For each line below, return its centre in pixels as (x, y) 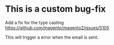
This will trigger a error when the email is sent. (52, 37)
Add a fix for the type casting (34, 22)
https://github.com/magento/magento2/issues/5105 (57, 27)
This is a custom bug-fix (56, 9)
